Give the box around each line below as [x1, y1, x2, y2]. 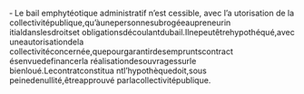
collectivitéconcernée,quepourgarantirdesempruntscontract [9, 46, 233, 57]
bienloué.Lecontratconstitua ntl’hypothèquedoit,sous [9, 65, 207, 76]
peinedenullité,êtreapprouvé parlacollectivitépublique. [9, 75, 211, 85]
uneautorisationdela [9, 36, 84, 47]
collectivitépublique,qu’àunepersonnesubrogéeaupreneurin [9, 17, 231, 28]
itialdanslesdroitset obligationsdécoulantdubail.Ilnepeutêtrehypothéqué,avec [9, 27, 295, 37]
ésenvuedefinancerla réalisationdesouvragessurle [9, 56, 197, 66]
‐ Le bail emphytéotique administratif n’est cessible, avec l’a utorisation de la [9, 8, 295, 18]
